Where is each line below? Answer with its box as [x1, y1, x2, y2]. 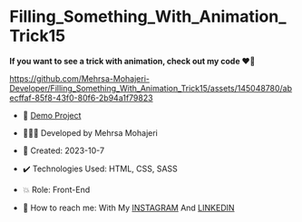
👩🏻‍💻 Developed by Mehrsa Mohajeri [22, 127, 159, 138]
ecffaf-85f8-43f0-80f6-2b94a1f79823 [9, 92, 153, 103]
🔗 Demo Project [22, 110, 82, 121]
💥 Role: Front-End [22, 184, 91, 195]
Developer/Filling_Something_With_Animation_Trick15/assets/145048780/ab [9, 82, 293, 93]
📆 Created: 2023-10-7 [22, 145, 105, 156]
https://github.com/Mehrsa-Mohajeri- [9, 72, 150, 83]
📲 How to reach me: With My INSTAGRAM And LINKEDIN [22, 202, 235, 213]
